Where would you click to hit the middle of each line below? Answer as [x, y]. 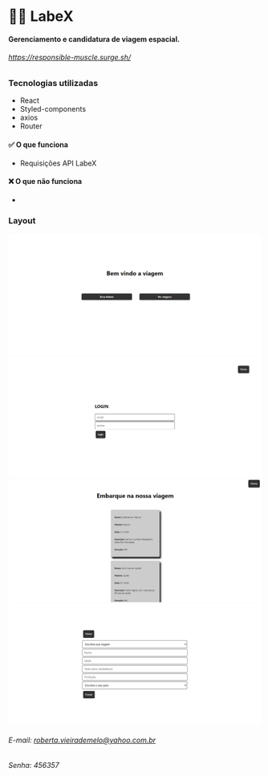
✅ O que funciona [38, 145]
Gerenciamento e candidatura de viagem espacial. [94, 39]
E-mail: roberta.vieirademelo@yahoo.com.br [82, 740]
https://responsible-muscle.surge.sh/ [70, 57]
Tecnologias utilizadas [53, 83]
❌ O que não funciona [45, 182]
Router [31, 126]
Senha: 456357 [34, 765]
